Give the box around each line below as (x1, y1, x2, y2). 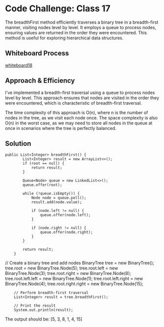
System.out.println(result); (14, 308, 73, 313)
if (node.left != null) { (31, 208, 84, 213)
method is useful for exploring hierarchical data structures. (5, 35, 124, 41)
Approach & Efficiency (5, 77, 75, 85)
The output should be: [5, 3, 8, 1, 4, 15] (5, 316, 82, 322)
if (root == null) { (23, 161, 65, 166)
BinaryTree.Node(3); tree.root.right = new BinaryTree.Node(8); (5, 270, 131, 276)
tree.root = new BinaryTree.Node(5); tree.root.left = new (5, 265, 118, 271)
